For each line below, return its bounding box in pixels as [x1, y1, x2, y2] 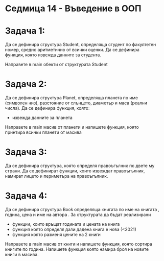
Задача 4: [5, 190, 47, 201]
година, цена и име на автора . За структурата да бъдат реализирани [5, 212, 151, 217]
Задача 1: [5, 25, 46, 37]
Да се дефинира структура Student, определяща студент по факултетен [5, 42, 156, 47]
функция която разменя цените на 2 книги [12, 231, 101, 237]
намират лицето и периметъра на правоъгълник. [5, 173, 108, 179]
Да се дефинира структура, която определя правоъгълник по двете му [5, 163, 155, 168]
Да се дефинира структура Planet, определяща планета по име [5, 95, 138, 101]
